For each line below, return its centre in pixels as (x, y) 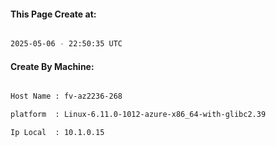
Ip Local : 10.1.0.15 (57, 133)
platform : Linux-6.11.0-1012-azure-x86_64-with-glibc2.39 (138, 115)
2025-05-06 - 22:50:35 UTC (66, 44)
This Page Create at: (53, 14)
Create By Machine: (52, 66)
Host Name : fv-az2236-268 (66, 96)
